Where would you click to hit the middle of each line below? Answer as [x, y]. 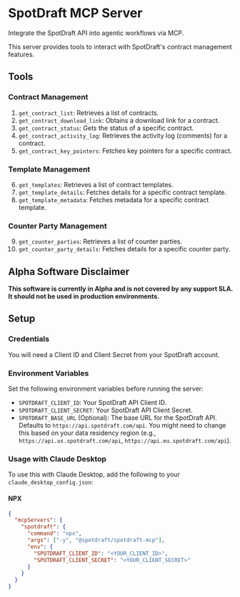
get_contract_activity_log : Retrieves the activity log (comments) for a [123, 135]
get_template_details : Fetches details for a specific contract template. [122, 192]
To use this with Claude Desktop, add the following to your [94, 475]
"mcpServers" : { [39, 520]
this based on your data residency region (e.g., [87, 433]
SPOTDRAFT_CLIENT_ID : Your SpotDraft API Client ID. [92, 403]
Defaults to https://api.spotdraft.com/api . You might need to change [122, 426]
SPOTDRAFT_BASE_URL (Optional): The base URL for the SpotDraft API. [117, 418]
